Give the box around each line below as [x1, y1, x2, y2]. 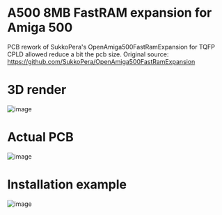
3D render [7, 82, 67, 98]
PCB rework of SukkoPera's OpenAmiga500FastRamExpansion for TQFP [7, 42, 216, 51]
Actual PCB [7, 129, 74, 145]
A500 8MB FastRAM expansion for [7, 5, 212, 21]
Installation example [7, 177, 127, 192]
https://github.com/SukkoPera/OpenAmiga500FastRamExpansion [7, 57, 196, 65]
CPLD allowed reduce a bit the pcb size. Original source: [7, 50, 169, 58]
